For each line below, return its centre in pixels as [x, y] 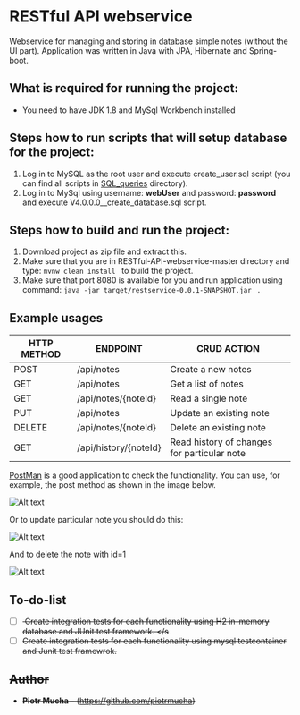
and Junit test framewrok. [70, 651]
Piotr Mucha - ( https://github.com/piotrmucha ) [108, 701]
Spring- [263, 50]
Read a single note [209, 398]
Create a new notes [211, 370]
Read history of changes [221, 442]
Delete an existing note [218, 428]
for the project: [52, 153]
